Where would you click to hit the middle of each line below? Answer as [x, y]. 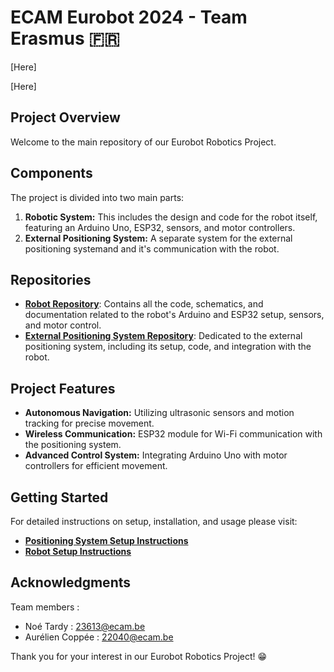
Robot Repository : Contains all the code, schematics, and [144, 304]
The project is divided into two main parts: [97, 197]
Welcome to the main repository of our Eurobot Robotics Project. [143, 142]
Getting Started [59, 497]
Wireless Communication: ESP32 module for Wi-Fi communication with [173, 434]
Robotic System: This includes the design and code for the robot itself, [171, 217]
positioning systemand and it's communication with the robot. [152, 248]
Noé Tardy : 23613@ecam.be [85, 626]
